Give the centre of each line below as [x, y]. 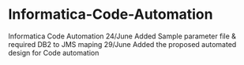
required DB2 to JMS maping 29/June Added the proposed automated [122, 44]
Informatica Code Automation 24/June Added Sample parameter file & [122, 36]
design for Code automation [54, 52]
